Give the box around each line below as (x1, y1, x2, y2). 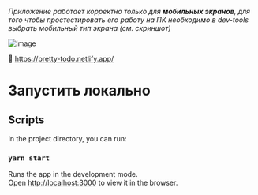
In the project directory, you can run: (8, 134, 127, 143)
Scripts (8, 113, 45, 126)
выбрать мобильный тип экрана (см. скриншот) (8, 24, 171, 32)
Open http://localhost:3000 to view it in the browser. (8, 178, 178, 188)
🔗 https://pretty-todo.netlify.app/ (8, 54, 114, 63)
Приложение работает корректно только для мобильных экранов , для (8, 7, 251, 16)
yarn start (8, 153, 50, 163)
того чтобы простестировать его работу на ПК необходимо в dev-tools (8, 15, 249, 24)
